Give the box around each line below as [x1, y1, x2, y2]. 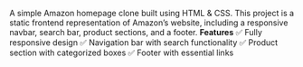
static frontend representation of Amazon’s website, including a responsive [9, 17, 289, 28]
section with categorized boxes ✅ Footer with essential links [9, 47, 234, 58]
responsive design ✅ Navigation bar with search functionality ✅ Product [9, 37, 279, 48]
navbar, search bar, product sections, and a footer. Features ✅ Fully [9, 27, 262, 37]
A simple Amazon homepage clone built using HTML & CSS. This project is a [9, 8, 295, 18]
